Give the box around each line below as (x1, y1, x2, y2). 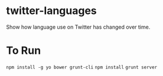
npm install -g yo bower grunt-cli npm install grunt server (6, 64, 158, 70)
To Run (6, 44, 41, 57)
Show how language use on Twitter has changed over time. (6, 23, 151, 30)
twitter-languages (6, 4, 97, 18)
